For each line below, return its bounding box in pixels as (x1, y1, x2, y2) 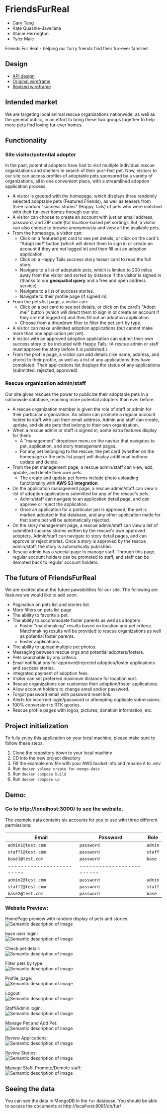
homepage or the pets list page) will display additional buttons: (19, 453, 149, 459)
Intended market (5, 98, 58, 106)
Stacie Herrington (12, 30, 49, 36)
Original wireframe (12, 78, 51, 84)
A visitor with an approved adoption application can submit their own (12, 336, 154, 342)
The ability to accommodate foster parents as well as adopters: (12, 617, 142, 623)
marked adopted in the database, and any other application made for (19, 512, 161, 517)
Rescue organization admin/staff (5, 380, 86, 387)
